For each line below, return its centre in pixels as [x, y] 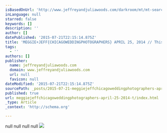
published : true [22, 93]
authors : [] [17, 56]
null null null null [22, 126]
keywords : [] [19, 24]
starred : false [21, 19]
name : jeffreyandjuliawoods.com [43, 65]
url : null [20, 75]
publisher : [16, 61]
